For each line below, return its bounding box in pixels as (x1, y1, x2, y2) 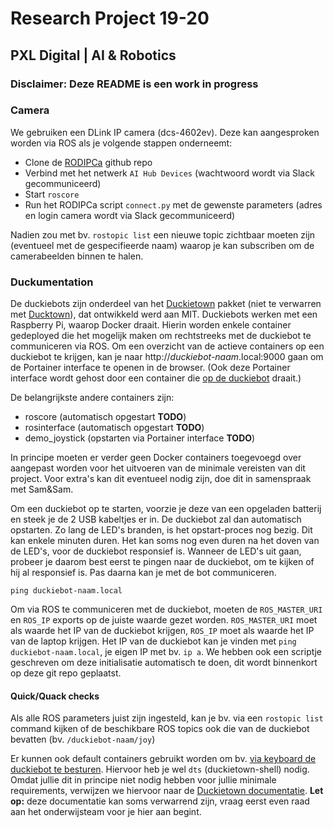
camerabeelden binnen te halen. (10, 250, 144, 262)
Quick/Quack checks (10, 690, 100, 702)
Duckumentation (10, 275, 94, 289)
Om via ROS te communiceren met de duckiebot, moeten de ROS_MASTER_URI (10, 603, 323, 616)
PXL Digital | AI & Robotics (10, 47, 177, 64)
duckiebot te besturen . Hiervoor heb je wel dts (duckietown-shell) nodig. (10, 763, 310, 776)
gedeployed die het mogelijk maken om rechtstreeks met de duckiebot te (10, 330, 312, 342)
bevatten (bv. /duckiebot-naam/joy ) (10, 733, 156, 746)
